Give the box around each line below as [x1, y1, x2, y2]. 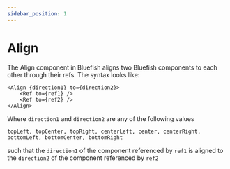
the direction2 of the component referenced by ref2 [7, 154, 159, 162]
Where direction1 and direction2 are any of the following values [7, 114, 194, 122]
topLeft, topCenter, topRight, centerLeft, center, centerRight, [7, 128, 201, 135]
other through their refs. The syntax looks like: [7, 70, 140, 79]
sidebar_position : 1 [7, 10, 68, 17]
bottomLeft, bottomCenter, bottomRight [7, 134, 123, 141]
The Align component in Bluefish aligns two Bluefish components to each [7, 63, 217, 72]
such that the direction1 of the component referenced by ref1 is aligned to [7, 146, 224, 154]
